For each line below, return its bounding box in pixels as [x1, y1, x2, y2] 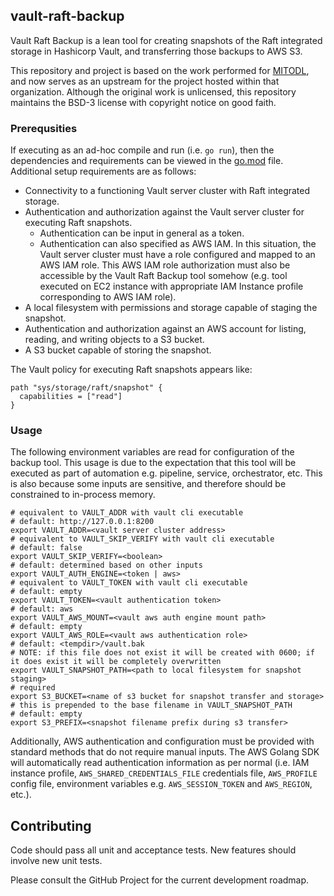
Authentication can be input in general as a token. [39, 227, 245, 239]
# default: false [10, 543, 83, 553]
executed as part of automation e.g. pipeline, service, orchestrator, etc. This [10, 467, 323, 479]
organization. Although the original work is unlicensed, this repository [10, 85, 297, 98]
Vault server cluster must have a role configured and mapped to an [39, 249, 316, 261]
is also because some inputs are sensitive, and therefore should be [10, 478, 287, 490]
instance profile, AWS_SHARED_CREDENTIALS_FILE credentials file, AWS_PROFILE [10, 767, 318, 779]
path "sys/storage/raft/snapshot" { [10, 383, 163, 393]
